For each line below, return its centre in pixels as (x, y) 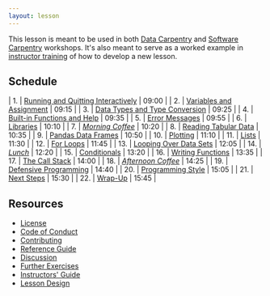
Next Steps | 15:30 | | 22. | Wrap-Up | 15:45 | (82, 178)
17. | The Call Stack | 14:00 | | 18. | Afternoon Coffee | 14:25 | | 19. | (118, 161)
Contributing (41, 240)
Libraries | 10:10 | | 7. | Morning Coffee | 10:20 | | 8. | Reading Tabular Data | (133, 127)
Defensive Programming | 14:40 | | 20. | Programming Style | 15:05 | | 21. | (131, 170)
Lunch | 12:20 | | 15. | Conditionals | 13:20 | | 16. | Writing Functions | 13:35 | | (135, 152)
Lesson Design (45, 283)
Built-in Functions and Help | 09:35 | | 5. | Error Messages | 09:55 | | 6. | (128, 118)
